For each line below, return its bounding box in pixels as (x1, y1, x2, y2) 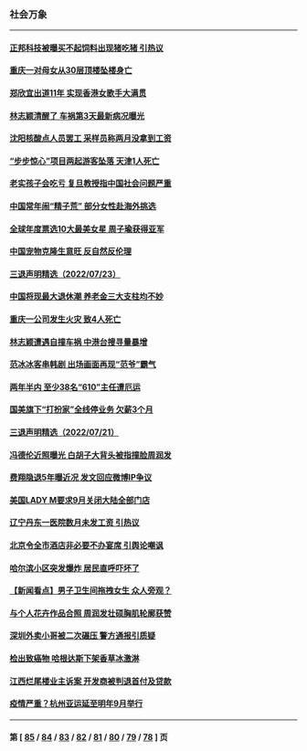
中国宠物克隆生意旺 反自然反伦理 (9, 246, 132, 257)
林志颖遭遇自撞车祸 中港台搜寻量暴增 (9, 336, 148, 347)
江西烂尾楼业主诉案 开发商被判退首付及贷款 (9, 675, 172, 686)
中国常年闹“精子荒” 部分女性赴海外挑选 (9, 201, 157, 212)
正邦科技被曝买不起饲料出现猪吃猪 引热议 (9, 42, 164, 53)
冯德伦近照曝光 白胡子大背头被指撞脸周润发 (9, 450, 172, 460)
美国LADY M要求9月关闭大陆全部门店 (9, 494, 151, 505)
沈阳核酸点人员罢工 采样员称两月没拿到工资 (9, 132, 172, 143)
